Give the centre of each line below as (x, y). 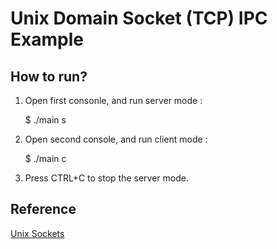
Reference (43, 209)
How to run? (49, 76)
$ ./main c (45, 158)
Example (47, 39)
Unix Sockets (37, 233)
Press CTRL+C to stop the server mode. (106, 178)
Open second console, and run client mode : (116, 139)
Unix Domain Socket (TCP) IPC (139, 18)
